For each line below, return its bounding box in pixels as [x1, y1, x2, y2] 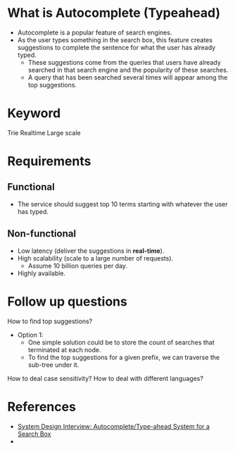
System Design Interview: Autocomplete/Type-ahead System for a [17, 422, 210, 430]
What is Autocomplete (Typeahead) [7, 5, 220, 21]
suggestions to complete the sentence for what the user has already [17, 43, 216, 51]
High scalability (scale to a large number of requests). [17, 254, 174, 262]
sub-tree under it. [27, 361, 80, 369]
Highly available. [17, 269, 65, 277]
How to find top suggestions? [7, 317, 93, 325]
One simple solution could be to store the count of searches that [27, 338, 215, 346]
